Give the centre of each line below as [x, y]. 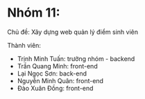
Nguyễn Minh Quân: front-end [60, 80]
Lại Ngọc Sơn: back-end [52, 73]
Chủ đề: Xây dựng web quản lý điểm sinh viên [73, 32]
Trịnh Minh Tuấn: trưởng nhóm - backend [76, 58]
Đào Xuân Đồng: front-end [55, 88]
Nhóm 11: [34, 13]
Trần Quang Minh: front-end [58, 66]
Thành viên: [24, 45]
